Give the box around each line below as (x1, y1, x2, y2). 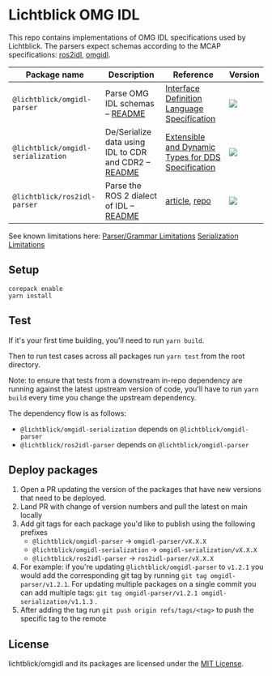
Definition (165, 92, 202, 104)
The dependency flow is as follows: (8, 408, 127, 418)
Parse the (104, 180, 142, 191)
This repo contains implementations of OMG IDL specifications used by (8, 32, 246, 42)
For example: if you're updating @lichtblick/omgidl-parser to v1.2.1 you (19, 562, 264, 572)
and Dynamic (165, 141, 216, 152)
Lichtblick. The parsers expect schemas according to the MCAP (8, 41, 221, 50)
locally (19, 511, 43, 520)
